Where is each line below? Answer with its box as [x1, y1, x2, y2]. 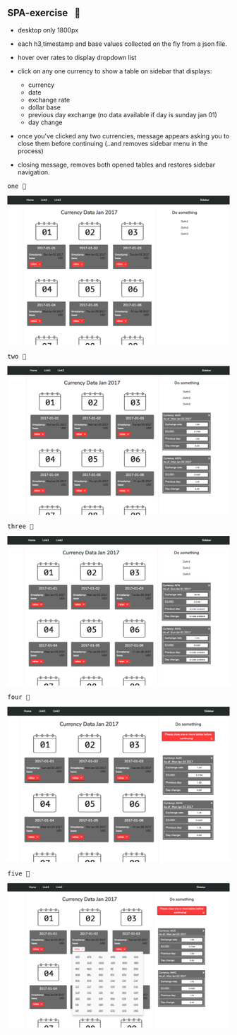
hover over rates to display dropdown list [17, 53, 137, 61]
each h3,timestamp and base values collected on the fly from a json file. [17, 40, 228, 48]
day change [28, 118, 63, 126]
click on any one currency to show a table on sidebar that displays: [17, 66, 212, 75]
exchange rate [28, 95, 71, 104]
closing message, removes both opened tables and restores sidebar [17, 160, 216, 169]
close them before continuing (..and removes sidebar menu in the [17, 139, 208, 148]
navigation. [17, 167, 51, 177]
